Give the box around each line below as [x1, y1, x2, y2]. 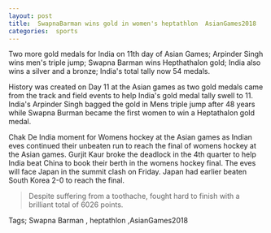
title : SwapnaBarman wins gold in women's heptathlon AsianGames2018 [8, 19, 256, 28]
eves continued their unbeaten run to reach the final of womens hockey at [8, 141, 256, 151]
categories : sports [8, 27, 79, 35]
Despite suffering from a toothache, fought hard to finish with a [28, 192, 240, 201]
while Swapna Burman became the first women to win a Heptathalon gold [8, 108, 255, 118]
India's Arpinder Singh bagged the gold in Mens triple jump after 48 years [8, 99, 256, 110]
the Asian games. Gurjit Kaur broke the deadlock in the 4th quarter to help [8, 149, 256, 159]
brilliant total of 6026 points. [28, 200, 124, 209]
